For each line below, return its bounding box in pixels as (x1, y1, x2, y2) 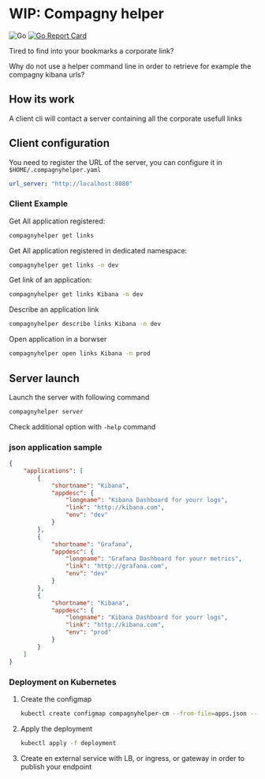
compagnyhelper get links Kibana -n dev (9, 290, 144, 298)
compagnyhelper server (9, 407, 84, 415)
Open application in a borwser (9, 335, 107, 344)
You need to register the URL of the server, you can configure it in (9, 157, 223, 167)
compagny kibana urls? (9, 69, 85, 79)
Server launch (9, 372, 80, 385)
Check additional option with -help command (9, 421, 156, 431)
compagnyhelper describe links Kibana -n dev (9, 320, 161, 328)
